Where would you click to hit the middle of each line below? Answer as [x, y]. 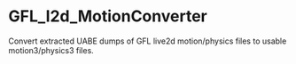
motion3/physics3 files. [51, 50]
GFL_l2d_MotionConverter [108, 16]
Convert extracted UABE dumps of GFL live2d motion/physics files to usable [148, 41]
